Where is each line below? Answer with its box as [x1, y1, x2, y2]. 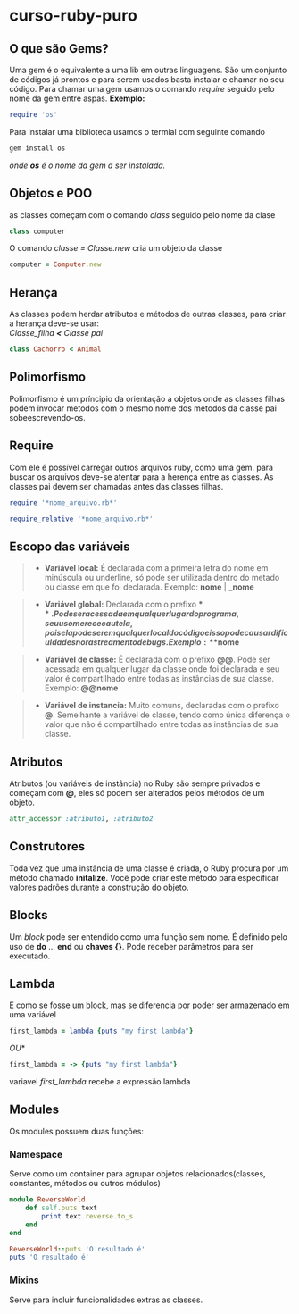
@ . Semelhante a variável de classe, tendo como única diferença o [44, 709, 290, 720]
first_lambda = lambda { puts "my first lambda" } [9, 1026, 194, 1036]
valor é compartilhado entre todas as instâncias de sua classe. [44, 674, 275, 684]
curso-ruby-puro [9, 5, 138, 26]
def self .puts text [25, 1203, 98, 1213]
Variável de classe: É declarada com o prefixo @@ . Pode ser [44, 654, 270, 665]
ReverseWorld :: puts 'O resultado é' [9, 1244, 145, 1253]
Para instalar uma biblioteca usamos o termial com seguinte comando [9, 126, 266, 137]
